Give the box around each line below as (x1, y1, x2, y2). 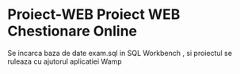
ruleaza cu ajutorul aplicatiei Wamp (7, 57, 122, 66)
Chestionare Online (7, 22, 138, 40)
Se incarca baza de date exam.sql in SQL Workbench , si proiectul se (7, 48, 233, 57)
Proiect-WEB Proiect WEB (7, 6, 181, 24)
